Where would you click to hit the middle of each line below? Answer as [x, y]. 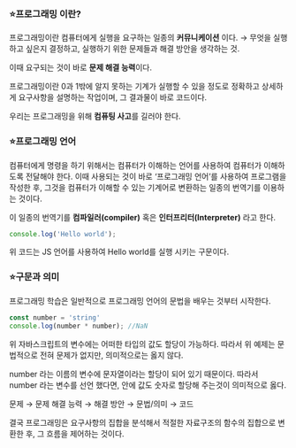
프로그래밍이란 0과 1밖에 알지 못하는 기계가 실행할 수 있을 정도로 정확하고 [135, 87]
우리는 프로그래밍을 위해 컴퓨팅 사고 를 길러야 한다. [95, 116]
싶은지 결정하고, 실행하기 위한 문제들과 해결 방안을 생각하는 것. [133, 49]
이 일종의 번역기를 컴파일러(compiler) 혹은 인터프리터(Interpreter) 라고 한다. [143, 217]
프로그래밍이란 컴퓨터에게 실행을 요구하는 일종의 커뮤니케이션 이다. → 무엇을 [140, 38]
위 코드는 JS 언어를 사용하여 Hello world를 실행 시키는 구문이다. [119, 252]
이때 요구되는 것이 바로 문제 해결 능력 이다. [81, 67]
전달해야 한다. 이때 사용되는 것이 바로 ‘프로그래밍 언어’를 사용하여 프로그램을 [156, 176]
